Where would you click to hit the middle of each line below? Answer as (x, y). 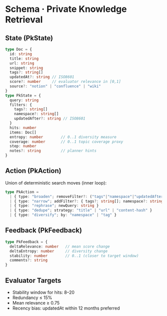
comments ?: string (29, 260)
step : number (23, 146)
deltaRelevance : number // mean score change (60, 247)
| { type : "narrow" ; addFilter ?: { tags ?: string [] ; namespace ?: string (86, 201)
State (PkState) (29, 38)
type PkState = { (23, 95)
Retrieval (24, 20)
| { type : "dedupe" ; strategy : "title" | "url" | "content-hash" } (81, 210)
